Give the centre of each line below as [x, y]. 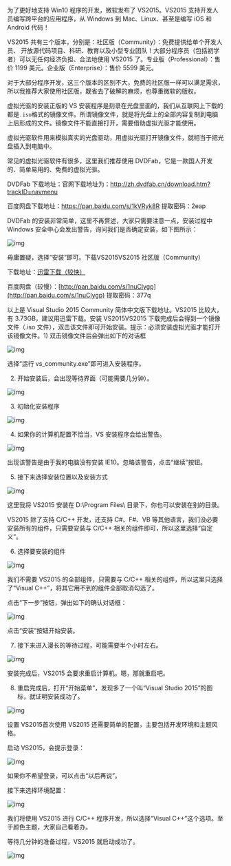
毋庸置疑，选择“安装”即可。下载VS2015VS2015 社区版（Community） [106, 257]
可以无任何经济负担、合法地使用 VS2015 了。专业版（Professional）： [117, 59]
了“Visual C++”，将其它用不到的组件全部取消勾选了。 [82, 588]
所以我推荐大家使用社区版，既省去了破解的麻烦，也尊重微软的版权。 [103, 91]
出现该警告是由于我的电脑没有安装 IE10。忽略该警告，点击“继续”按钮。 [107, 462]
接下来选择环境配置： [37, 790]
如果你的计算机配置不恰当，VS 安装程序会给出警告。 [91, 434]
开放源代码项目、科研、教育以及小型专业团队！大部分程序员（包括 [114, 51]
